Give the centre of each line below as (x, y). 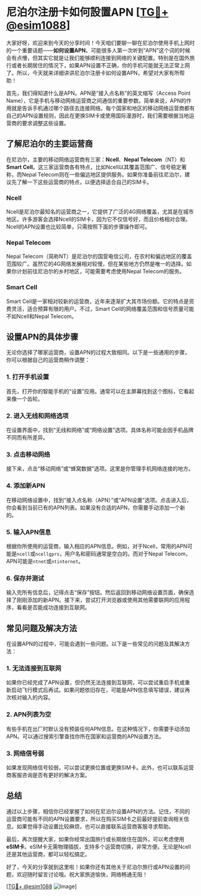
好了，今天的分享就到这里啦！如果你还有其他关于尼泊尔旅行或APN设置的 (96, 867)
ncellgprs (47, 554)
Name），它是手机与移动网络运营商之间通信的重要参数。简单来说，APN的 (96, 100)
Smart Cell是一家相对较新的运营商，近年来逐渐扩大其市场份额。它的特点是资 (100, 301)
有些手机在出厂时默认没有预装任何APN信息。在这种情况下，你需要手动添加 (98, 729)
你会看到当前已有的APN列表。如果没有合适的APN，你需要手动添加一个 (93, 507)
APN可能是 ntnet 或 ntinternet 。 (45, 561)
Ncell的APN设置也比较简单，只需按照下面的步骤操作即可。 (78, 227)
